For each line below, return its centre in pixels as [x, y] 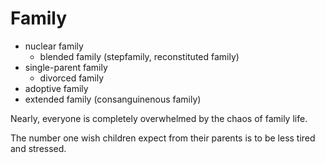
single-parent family [66, 67]
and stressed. [38, 148]
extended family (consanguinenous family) [113, 99]
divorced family [72, 78]
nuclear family [54, 46]
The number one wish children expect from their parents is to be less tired [163, 138]
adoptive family [56, 88]
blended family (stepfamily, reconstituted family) [139, 56]
